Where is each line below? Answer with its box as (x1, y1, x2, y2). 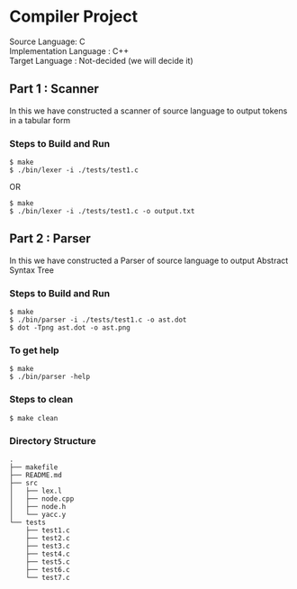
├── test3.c (25, 542, 70, 551)
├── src (9, 479, 39, 488)
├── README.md (9, 471, 63, 480)
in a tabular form (9, 114, 71, 125)
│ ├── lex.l (9, 486, 63, 496)
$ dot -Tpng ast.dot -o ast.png (9, 323, 130, 332)
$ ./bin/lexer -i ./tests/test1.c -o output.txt (9, 207, 195, 216)
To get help (9, 344, 60, 357)
